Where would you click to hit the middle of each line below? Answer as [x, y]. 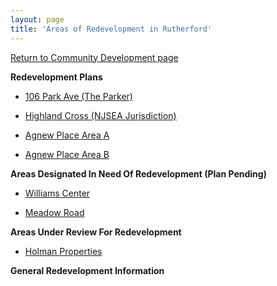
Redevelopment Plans [56, 77]
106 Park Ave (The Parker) [78, 96]
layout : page [37, 19]
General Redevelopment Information [87, 270]
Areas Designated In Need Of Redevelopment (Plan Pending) [138, 173]
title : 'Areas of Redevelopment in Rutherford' [111, 29]
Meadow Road [54, 212]
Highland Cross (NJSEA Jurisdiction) [100, 115]
